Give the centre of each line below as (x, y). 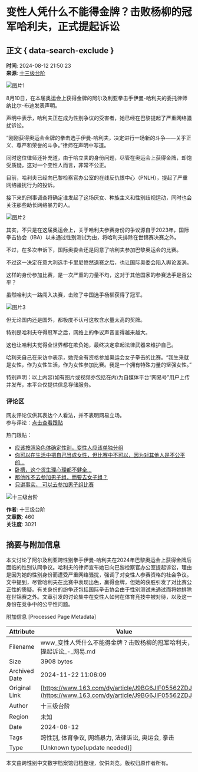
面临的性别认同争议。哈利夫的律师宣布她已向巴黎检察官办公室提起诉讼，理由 (99, 568)
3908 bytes (57, 662)
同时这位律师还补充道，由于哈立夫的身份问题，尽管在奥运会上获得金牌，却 (96, 158)
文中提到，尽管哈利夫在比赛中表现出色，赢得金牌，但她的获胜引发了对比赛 (96, 582)
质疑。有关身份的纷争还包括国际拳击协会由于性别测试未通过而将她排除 (107, 589)
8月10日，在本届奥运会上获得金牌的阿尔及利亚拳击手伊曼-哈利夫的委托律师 (97, 98)
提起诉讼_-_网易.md (68, 652)
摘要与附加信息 (33, 545)
